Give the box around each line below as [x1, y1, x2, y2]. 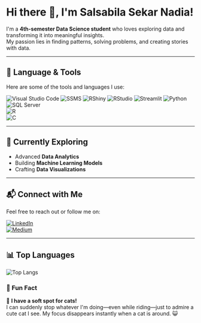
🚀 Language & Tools [6, 67, 81, 77]
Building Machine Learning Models [14, 159, 103, 167]
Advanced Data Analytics [14, 153, 80, 160]
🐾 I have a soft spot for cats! [6, 297, 77, 304]
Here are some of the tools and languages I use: [6, 83, 124, 90]
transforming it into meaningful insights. [6, 31, 105, 38]
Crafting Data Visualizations [14, 165, 86, 173]
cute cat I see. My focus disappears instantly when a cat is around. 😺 [6, 310, 178, 317]
